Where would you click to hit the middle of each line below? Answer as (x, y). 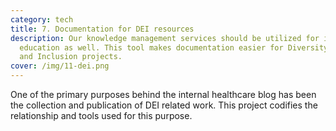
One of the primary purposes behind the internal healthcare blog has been (163, 94)
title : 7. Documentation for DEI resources (102, 29)
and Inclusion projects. (71, 57)
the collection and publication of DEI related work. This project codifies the (164, 105)
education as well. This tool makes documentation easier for (151, 47)
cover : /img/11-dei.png (60, 66)
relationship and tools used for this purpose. (101, 115)
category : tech (42, 19)
